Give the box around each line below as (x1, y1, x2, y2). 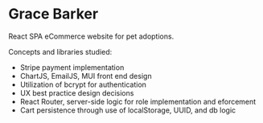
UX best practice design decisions (19, 88, 134, 97)
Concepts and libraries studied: (8, 47, 113, 56)
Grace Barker (8, 5, 99, 23)
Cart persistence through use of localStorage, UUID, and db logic (19, 105, 236, 115)
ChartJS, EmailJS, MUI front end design (19, 71, 152, 80)
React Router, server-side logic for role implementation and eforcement (19, 96, 257, 106)
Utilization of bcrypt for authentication (19, 80, 147, 89)
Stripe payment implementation (19, 62, 125, 72)
